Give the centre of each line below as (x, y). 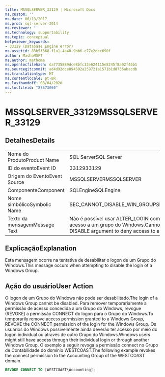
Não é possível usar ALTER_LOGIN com (115, 218)
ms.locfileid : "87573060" (31, 87)
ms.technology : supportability (37, 33)
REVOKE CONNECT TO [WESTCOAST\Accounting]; (50, 370)
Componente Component (36, 190)
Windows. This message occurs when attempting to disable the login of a (79, 265)
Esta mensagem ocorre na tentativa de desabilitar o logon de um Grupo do (81, 260)
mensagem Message (31, 225)
